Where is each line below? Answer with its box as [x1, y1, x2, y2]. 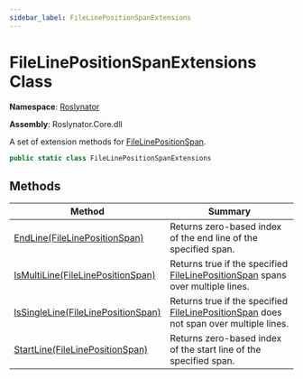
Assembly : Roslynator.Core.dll [9, 118, 124, 129]
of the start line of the [170, 344, 262, 356]
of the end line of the [170, 232, 259, 245]
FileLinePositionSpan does [170, 306, 282, 319]
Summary [207, 205, 251, 217]
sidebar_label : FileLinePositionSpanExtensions [9, 13, 192, 23]
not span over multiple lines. [170, 318, 289, 330]
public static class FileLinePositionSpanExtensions [9, 153, 212, 162]
